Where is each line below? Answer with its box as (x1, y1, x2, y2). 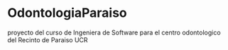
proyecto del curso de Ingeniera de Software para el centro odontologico (7, 28, 222, 37)
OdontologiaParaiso (7, 5, 128, 21)
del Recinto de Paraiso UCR (7, 35, 88, 44)
